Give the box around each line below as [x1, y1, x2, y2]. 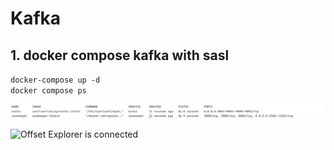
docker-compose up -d [10, 75, 101, 85]
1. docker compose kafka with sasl [10, 47, 230, 64]
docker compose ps [10, 86, 87, 96]
